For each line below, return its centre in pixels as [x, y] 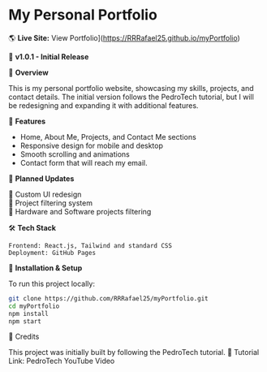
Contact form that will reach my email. [84, 162]
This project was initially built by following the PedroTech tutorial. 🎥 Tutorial [134, 353]
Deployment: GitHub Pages [52, 253]
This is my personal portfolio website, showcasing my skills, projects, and [131, 88]
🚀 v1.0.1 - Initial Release [49, 56]
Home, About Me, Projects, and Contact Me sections [108, 136]
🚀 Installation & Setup [45, 268]
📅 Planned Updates [41, 178]
